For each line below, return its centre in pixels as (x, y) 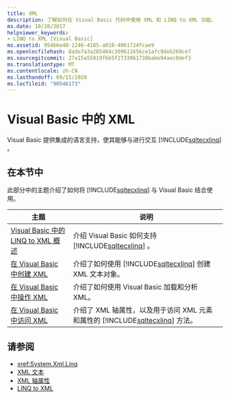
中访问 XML (29, 321)
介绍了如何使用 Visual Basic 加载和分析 (136, 287)
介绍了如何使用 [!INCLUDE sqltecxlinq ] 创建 (142, 264)
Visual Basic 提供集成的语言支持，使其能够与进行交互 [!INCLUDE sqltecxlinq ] (114, 140)
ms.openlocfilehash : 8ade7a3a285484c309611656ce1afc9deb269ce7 (99, 52)
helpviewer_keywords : (38, 33)
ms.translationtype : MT (41, 64)
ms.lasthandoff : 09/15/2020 (47, 77)
